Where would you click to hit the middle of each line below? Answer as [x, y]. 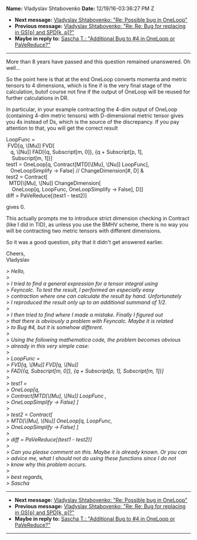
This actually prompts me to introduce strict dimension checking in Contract [98, 218]
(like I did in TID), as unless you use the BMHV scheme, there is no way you [97, 225]
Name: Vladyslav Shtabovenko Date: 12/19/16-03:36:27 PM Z [80, 9]
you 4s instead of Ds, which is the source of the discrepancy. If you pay [93, 122]
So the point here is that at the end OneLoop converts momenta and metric [97, 79]
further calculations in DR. [38, 98]
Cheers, [16, 254]
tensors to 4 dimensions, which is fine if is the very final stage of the [89, 85]
